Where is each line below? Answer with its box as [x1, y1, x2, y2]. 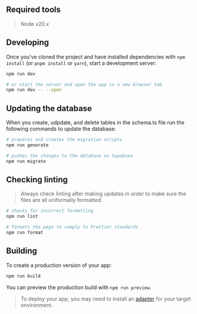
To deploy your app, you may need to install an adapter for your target [20, 295, 191, 302]
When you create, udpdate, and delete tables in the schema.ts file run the [6, 119, 185, 126]
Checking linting [6, 174, 68, 185]
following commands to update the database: [6, 125, 116, 132]
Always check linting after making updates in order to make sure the [20, 190, 186, 197]
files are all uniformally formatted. [20, 197, 103, 204]
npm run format [6, 230, 44, 235]
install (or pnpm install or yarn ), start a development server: [6, 59, 157, 67]
